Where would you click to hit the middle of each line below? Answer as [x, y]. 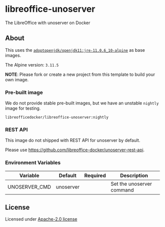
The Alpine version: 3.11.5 [32, 65]
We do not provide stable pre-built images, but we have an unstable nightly [82, 103]
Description [134, 175]
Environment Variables [33, 162]
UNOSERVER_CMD [29, 187]
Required [95, 175]
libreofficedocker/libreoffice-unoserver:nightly [57, 117]
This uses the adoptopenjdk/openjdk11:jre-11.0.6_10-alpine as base [75, 50]
